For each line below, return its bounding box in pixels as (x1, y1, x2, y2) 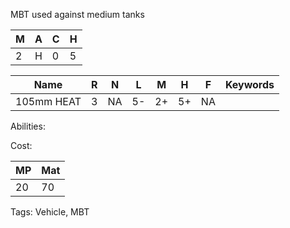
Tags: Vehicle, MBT (10, 206, 90, 218)
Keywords (224, 78, 275, 91)
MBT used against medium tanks (10, 9, 145, 20)
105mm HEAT (15, 95, 82, 108)
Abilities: (10, 120, 46, 132)
